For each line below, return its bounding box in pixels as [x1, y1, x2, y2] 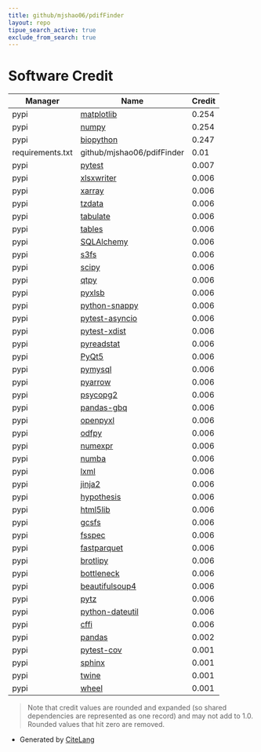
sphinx [80, 657, 106, 668]
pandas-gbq [80, 402, 128, 413]
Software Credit [8, 68, 114, 85]
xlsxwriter [80, 173, 117, 184]
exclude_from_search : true [8, 33, 96, 42]
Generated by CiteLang [19, 735, 96, 744]
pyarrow [80, 377, 111, 388]
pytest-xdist [80, 326, 127, 337]
